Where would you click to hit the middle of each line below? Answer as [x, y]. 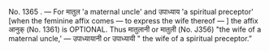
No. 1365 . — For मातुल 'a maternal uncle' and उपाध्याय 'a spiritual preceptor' [131, 12]
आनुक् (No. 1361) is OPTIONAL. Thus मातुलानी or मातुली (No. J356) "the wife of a [135, 29]
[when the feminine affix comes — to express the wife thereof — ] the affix [133, 21]
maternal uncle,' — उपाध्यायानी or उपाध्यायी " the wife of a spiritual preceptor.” [130, 38]
